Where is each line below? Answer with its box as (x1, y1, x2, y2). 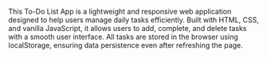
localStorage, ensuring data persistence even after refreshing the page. (8, 41, 243, 50)
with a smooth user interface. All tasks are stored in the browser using (8, 32, 239, 41)
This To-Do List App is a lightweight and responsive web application (8, 7, 232, 16)
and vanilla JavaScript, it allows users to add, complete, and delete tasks (8, 24, 247, 33)
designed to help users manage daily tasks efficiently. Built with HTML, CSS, (8, 15, 259, 25)
